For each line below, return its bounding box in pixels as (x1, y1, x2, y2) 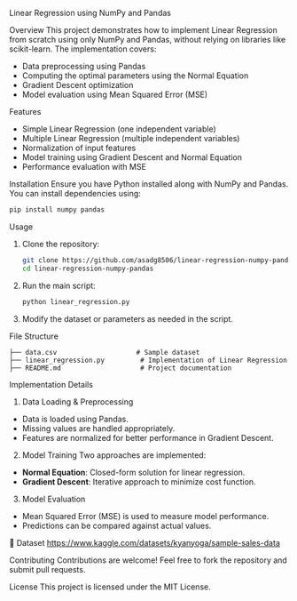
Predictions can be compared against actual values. (21, 520, 212, 531)
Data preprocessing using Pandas (21, 61, 146, 71)
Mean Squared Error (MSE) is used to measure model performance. (21, 510, 270, 521)
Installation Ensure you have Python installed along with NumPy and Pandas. (9, 179, 289, 189)
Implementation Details (9, 379, 93, 389)
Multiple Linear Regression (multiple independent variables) (21, 133, 240, 143)
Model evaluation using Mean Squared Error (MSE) (21, 89, 208, 100)
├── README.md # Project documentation (9, 364, 232, 373)
